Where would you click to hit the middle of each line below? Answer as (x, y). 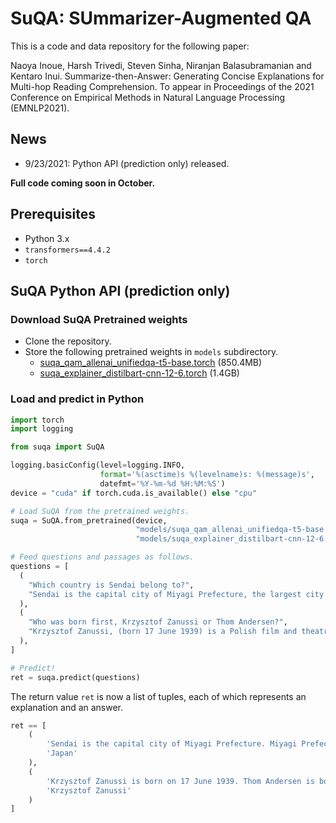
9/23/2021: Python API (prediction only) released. (127, 163)
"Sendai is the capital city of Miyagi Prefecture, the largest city (176, 594)
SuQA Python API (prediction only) (120, 290)
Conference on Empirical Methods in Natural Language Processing (148, 97)
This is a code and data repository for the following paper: (130, 46)
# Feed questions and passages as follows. (102, 557)
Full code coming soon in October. (83, 183)
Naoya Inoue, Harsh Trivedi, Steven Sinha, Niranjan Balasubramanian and (161, 65)
